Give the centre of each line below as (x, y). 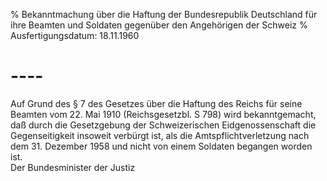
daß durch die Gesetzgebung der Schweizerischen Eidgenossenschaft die (163, 125)
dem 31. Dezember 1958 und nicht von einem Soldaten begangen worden (161, 146)
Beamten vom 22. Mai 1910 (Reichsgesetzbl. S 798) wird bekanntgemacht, (163, 114)
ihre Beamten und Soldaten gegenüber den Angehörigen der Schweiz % (159, 25)
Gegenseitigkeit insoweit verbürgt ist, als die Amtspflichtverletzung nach (160, 135)
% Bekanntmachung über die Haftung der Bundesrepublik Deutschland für (164, 14)
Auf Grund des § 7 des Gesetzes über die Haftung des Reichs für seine (156, 103)
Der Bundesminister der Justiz (73, 167)
